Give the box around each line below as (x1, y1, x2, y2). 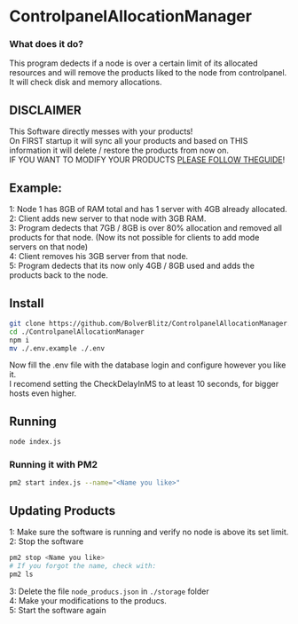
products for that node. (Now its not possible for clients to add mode (9, 233, 260, 243)
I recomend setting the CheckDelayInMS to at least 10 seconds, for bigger (9, 379, 279, 390)
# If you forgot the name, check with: (9, 561, 157, 570)
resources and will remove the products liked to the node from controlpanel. (9, 67, 287, 78)
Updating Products (9, 503, 116, 518)
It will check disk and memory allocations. (9, 77, 162, 88)
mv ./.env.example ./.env (9, 344, 105, 352)
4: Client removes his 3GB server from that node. (9, 251, 189, 262)
